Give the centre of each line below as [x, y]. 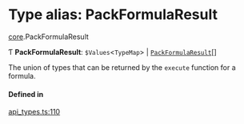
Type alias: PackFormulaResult [113, 15]
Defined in [26, 94]
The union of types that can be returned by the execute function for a [122, 67]
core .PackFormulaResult [49, 37]
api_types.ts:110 [34, 112]
